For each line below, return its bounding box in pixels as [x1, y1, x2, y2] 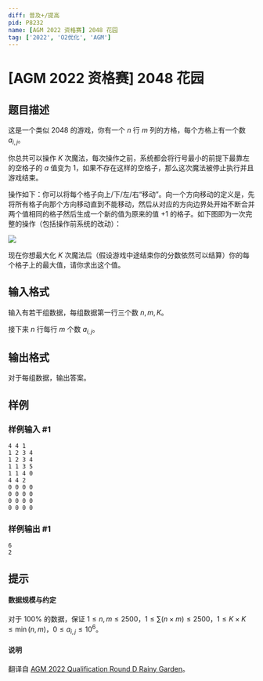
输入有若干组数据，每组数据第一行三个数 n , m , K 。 [8, 308, 168, 317]
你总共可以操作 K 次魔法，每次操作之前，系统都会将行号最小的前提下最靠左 [8, 154, 250, 163]
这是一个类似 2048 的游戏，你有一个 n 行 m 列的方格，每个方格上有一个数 [8, 126, 247, 135]
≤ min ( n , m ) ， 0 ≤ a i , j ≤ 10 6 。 [8, 623, 103, 635]
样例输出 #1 [8, 523, 51, 534]
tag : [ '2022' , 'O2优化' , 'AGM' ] [8, 33, 112, 42]
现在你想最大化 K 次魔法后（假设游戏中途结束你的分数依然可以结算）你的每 [8, 250, 250, 260]
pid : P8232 [8, 19, 44, 27]
